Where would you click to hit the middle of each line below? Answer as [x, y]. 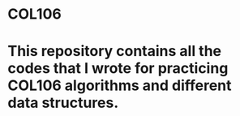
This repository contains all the [115, 52]
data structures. [63, 103]
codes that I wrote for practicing [118, 69]
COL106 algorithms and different [120, 86]
